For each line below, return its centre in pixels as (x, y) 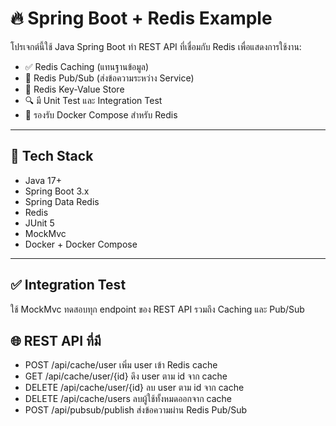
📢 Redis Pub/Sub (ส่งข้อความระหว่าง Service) (109, 78)
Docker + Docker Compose (81, 244)
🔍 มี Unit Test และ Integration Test (93, 100)
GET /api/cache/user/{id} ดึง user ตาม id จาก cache (126, 376)
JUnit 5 (39, 223)
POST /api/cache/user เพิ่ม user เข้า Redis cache (121, 365)
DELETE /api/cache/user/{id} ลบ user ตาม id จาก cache (134, 388)
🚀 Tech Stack (52, 156)
